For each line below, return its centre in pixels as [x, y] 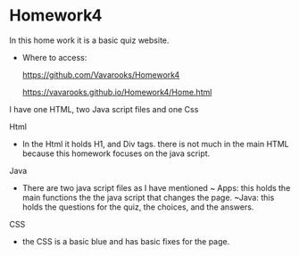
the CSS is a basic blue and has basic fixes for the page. [126, 241]
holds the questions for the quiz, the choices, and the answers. [138, 207]
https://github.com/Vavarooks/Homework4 [101, 74]
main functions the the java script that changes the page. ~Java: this [148, 197]
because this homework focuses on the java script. [116, 153]
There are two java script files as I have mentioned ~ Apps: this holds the [156, 187]
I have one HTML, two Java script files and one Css [104, 109]
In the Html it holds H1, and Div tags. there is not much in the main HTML [155, 144]
